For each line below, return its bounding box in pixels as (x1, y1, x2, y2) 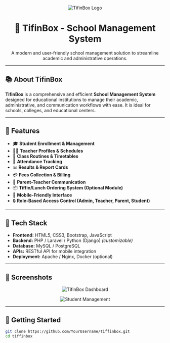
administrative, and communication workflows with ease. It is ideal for (5, 102, 151, 108)
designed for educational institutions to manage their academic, (5, 96, 138, 103)
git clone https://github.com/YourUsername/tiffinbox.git (5, 329, 130, 334)
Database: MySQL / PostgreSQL (12, 243, 80, 249)
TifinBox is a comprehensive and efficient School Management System (5, 91, 156, 97)
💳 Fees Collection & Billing (12, 172, 71, 178)
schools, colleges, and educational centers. (5, 107, 96, 113)
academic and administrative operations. (42, 55, 127, 61)
